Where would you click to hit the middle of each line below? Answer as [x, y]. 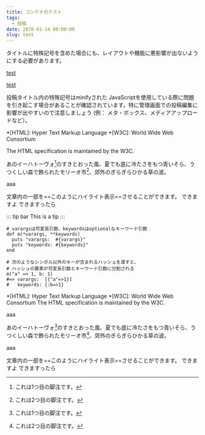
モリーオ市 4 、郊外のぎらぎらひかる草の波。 [114, 335]
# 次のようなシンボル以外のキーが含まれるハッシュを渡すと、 [73, 262]
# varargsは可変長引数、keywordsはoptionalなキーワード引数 [77, 229]
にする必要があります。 [36, 61]
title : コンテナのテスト [34, 12]
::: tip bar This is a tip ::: [36, 217]
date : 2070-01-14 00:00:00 [41, 29]
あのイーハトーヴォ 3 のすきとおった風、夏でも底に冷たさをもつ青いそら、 [99, 327]
